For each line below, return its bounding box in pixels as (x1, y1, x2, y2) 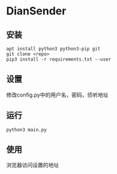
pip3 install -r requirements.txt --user (6, 56, 112, 62)
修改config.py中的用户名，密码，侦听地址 (6, 91, 109, 98)
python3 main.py (6, 127, 47, 133)
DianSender (6, 4, 67, 18)
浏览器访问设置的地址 (6, 161, 59, 169)
